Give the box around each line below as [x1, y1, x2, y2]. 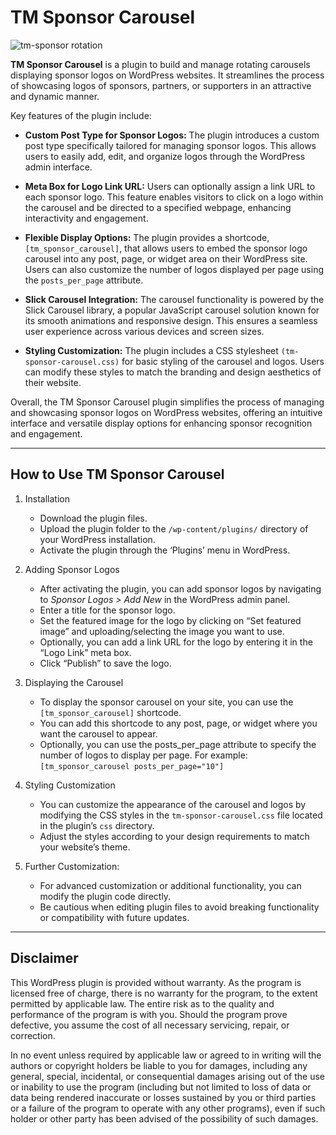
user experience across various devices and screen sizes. [24, 325, 265, 337]
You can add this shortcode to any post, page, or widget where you [39, 717, 318, 729]
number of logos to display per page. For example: [39, 749, 248, 761]
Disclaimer [10, 950, 79, 967]
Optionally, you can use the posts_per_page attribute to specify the [39, 738, 317, 750]
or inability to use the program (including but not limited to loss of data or [10, 1081, 312, 1093]
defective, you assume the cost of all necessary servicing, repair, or [10, 1019, 290, 1031]
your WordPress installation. [39, 533, 156, 545]
